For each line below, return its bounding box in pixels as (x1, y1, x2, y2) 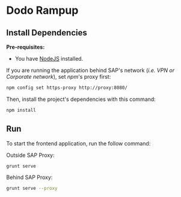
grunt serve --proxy (6, 186, 58, 192)
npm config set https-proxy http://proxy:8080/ (6, 85, 128, 91)
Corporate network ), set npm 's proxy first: (6, 73, 111, 80)
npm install (6, 107, 36, 113)
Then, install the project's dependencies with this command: (6, 95, 156, 103)
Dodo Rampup (6, 4, 79, 17)
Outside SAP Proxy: (6, 151, 55, 159)
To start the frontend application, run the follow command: (6, 139, 151, 147)
